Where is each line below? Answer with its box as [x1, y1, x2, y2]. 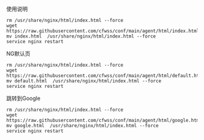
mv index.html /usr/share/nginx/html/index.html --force [6, 33, 156, 39]
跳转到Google [6, 95, 41, 102]
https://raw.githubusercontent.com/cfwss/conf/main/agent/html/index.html [6, 28, 200, 34]
